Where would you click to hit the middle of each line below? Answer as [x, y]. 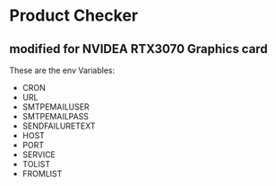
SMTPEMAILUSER [56, 107]
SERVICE [39, 155]
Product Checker [74, 16]
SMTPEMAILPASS [56, 116]
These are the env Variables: [62, 70]
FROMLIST [42, 173]
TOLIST [36, 164]
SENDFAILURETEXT [59, 126]
